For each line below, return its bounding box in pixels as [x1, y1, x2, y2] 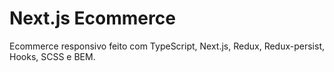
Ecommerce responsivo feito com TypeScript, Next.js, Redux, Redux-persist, [9, 40, 326, 52]
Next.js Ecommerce [9, 7, 176, 30]
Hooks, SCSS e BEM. [9, 50, 96, 62]
